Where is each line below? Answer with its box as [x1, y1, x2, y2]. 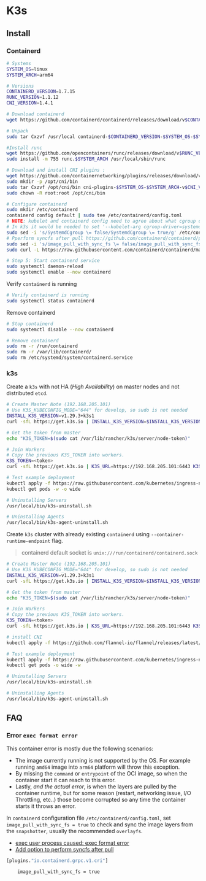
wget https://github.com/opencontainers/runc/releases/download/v [6, 150, 180, 156]
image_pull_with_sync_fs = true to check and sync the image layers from [6, 821, 194, 828]
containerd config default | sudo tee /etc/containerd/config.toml [6, 212, 183, 218]
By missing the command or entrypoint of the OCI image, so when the [15, 770, 188, 777]
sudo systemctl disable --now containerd [6, 326, 114, 333]
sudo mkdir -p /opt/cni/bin [6, 179, 78, 185]
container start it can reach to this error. [15, 777, 116, 784]
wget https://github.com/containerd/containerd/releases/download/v [6, 117, 185, 123]
